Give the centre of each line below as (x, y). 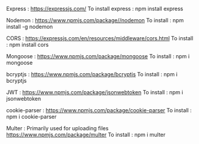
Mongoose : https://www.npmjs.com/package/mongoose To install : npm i (98, 56)
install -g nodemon (29, 27)
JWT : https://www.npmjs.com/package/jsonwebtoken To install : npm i (95, 92)
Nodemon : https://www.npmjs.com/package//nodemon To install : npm (95, 20)
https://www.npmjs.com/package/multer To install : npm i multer (86, 135)
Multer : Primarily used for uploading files (57, 128)
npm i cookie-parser (32, 117)
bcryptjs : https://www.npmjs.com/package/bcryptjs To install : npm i (92, 74)
